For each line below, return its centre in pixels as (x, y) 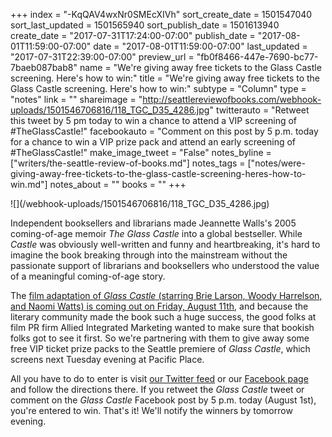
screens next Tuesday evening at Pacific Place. (107, 359)
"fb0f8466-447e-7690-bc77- (257, 57)
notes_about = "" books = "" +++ (118, 184)
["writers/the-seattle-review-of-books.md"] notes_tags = (128, 163)
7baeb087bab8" (44, 67)
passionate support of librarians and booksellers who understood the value (165, 265)
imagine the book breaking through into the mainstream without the (149, 255)
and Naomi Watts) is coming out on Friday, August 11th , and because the (159, 306)
